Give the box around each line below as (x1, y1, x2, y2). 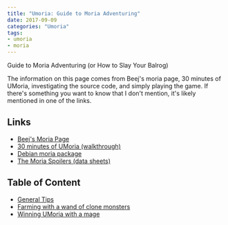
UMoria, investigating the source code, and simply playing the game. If (7, 82, 209, 90)
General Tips (17, 195, 54, 204)
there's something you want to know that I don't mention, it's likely (7, 89, 196, 97)
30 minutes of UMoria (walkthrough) (17, 142, 121, 150)
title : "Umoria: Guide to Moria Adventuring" (7, 10, 140, 17)
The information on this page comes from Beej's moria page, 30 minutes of (7, 75, 221, 83)
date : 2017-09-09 (7, 17, 57, 23)
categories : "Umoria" (7, 23, 70, 30)
